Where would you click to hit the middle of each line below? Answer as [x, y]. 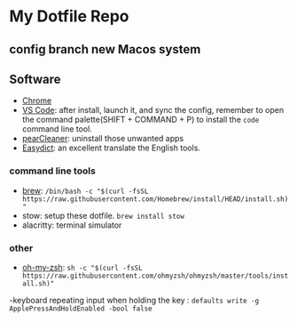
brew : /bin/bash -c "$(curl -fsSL [85, 190]
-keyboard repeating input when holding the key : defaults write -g [134, 300]
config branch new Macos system [105, 49]
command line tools [52, 171]
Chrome [37, 101]
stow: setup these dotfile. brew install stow [103, 215]
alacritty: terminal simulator [72, 225]
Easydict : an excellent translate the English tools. [111, 148]
